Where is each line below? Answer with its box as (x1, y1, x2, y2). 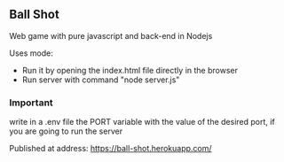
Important (9, 96, 53, 109)
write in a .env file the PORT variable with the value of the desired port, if (9, 117, 275, 127)
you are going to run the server (9, 126, 122, 136)
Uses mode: (9, 48, 53, 58)
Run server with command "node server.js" (21, 74, 180, 85)
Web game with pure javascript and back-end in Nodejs (9, 30, 213, 41)
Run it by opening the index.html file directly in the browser (21, 65, 238, 75)
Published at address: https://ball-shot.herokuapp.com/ (9, 143, 212, 154)
